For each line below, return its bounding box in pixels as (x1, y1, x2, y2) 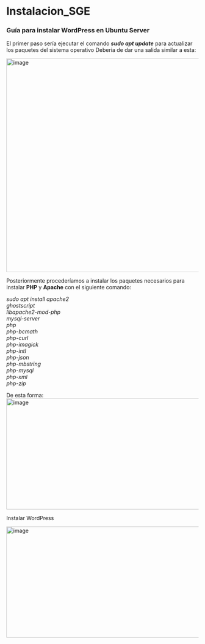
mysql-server (6, 315, 40, 322)
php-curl (6, 335, 29, 342)
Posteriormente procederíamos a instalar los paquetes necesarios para (6, 277, 185, 284)
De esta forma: (6, 392, 44, 399)
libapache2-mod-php (6, 308, 61, 316)
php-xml (6, 374, 27, 381)
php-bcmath (6, 328, 38, 335)
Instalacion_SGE (6, 4, 90, 18)
